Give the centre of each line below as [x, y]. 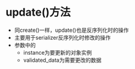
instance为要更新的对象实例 [58, 52]
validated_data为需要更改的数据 [62, 60]
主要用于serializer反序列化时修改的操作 [62, 37]
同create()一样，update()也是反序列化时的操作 [71, 30]
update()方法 [38, 12]
